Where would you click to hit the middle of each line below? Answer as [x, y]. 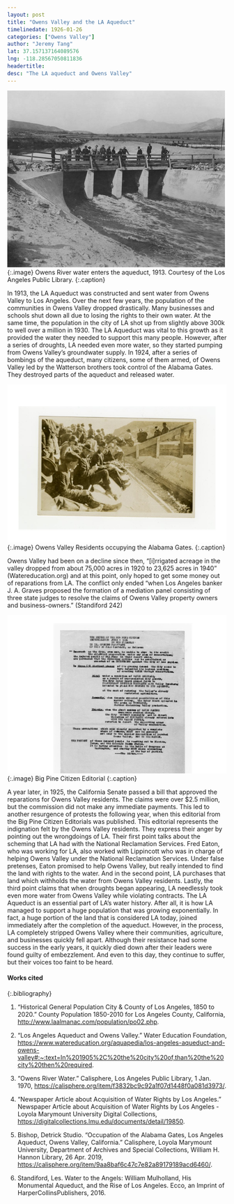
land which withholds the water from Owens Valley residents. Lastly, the [110, 880]
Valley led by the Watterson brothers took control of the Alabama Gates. [110, 367]
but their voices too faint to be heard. [60, 962]
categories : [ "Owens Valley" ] [51, 37]
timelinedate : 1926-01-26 [45, 29]
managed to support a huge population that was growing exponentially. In [113, 910]
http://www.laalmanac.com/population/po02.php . [88, 1022]
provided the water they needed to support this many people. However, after [117, 337]
